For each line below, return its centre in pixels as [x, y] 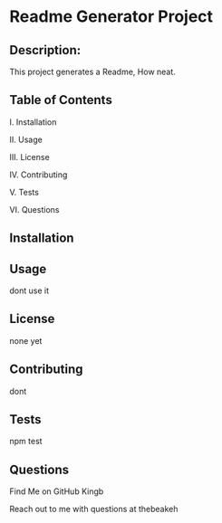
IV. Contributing [39, 175]
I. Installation [33, 122]
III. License [29, 157]
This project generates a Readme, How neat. [93, 71]
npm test [26, 442]
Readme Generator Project [111, 17]
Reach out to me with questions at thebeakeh [94, 509]
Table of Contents [61, 100]
